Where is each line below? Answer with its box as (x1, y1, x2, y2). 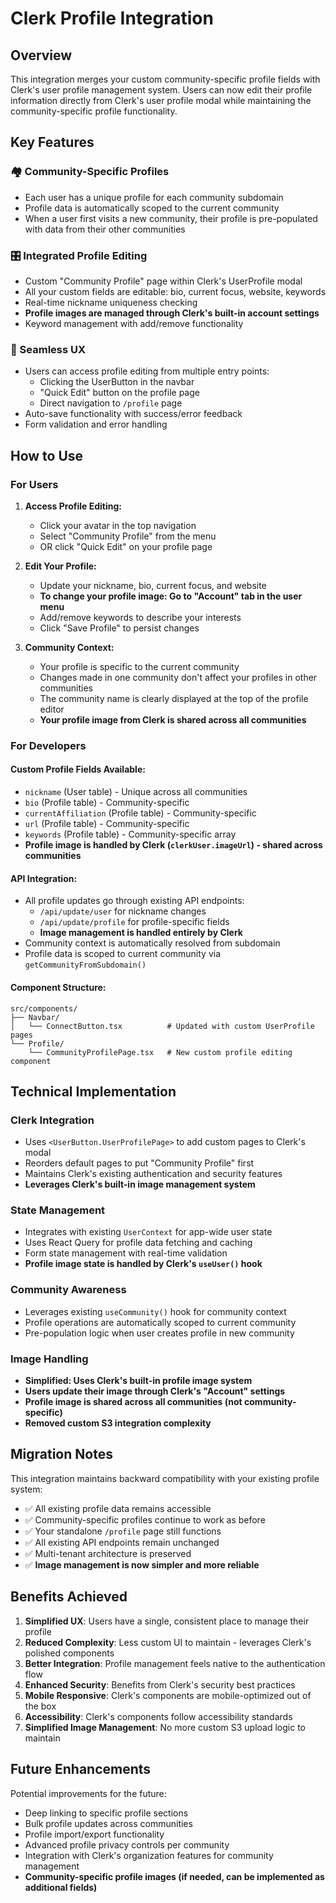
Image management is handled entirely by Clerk (39, 927, 243, 939)
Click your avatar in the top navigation (39, 519, 197, 531)
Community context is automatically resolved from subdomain (24, 937, 281, 949)
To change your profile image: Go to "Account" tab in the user (39, 590, 303, 602)
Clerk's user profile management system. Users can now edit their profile (10, 84, 313, 96)
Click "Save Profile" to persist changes (39, 622, 200, 634)
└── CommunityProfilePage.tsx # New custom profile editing (28, 1047, 293, 1057)
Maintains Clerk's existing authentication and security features (24, 1168, 283, 1180)
